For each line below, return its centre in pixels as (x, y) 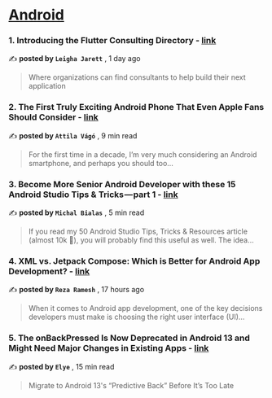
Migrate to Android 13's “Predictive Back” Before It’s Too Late (131, 385)
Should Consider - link (54, 117)
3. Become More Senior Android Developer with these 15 (122, 184)
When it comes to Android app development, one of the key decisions (145, 308)
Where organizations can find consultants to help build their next (137, 77)
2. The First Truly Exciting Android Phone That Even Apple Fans (136, 107)
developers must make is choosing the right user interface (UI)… (136, 317)
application (47, 86)
